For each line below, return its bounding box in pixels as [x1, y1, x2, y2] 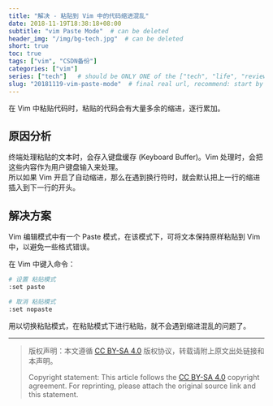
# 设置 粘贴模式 [8, 275, 56, 284]
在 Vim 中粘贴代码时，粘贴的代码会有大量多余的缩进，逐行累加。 [8, 103, 225, 113]
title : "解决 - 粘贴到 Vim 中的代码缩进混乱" [8, 11, 149, 20]
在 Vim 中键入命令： [8, 259, 76, 269]
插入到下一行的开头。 [8, 183, 80, 192]
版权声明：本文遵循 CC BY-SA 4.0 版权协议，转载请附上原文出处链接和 [28, 346, 265, 356]
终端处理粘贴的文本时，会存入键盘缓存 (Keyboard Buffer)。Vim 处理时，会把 [8, 152, 263, 162]
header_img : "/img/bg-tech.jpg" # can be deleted [8, 34, 184, 43]
